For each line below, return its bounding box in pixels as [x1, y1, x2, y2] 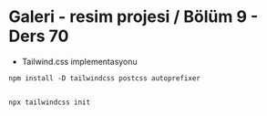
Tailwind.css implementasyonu [21, 56, 138, 67]
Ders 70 [8, 26, 69, 47]
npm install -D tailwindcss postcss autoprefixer [8, 73, 201, 83]
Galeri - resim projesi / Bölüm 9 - [8, 6, 259, 27]
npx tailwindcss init [8, 98, 91, 107]
